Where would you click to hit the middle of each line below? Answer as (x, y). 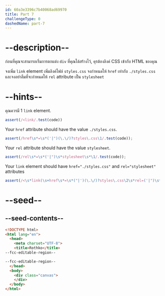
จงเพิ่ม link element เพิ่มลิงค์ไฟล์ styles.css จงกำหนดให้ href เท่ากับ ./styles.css (80, 71)
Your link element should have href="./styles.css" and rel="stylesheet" (81, 166)
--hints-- (24, 97)
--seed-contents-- (34, 218)
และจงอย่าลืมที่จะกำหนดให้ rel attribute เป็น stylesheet (55, 77)
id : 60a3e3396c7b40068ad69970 (36, 10)
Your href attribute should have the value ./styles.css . (61, 129)
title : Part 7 (20, 14)
